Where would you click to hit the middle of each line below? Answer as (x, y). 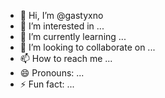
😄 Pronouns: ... (52, 73)
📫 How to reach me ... (66, 58)
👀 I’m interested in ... (62, 26)
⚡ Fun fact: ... (47, 84)
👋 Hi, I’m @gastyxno (61, 15)
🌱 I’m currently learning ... (73, 36)
